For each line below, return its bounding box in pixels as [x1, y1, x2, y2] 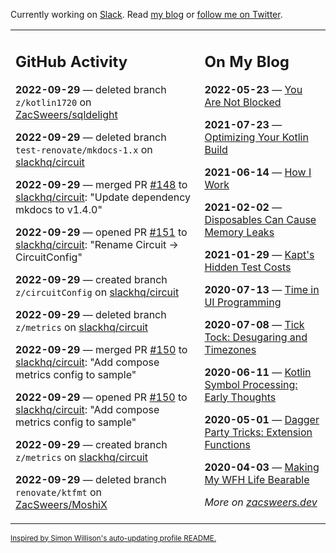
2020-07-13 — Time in [204, 282, 320, 296]
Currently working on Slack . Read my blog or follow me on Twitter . [10, 9, 283, 20]
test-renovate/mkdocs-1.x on [15, 142, 153, 156]
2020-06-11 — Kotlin [204, 365, 312, 379]
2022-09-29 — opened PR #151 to [15, 225, 188, 239]
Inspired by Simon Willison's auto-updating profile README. [10, 533, 217, 543]
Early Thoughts [204, 390, 277, 404]
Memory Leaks [204, 225, 275, 239]
